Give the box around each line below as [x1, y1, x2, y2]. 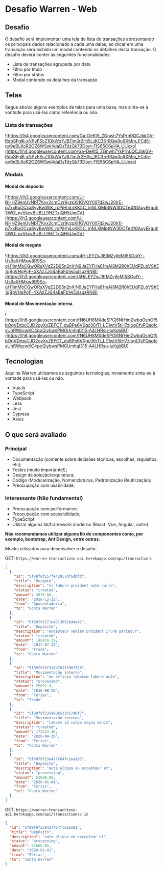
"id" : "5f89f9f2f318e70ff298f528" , [14, 665, 87, 670]
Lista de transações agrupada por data [12, 61, 91, 67]
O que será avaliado [5, 430, 67, 439]
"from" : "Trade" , [14, 647, 49, 652]
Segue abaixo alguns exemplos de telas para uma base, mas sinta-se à [5, 104, 148, 110]
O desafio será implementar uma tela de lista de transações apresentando [5, 36, 154, 42]
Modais [5, 171, 23, 178]
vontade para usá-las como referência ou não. [5, 109, 99, 115]
